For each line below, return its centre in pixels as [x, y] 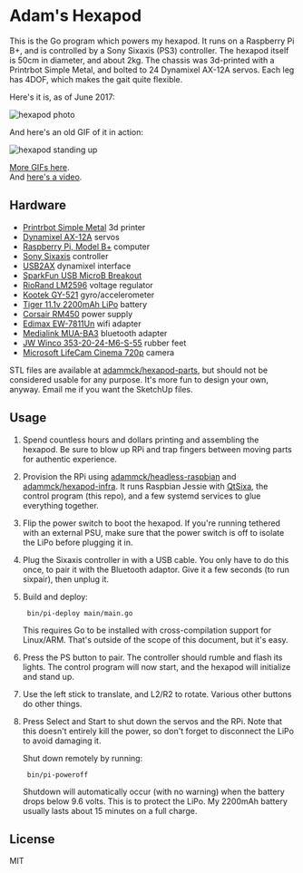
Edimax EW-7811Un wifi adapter [82, 324]
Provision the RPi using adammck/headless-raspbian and [129, 476]
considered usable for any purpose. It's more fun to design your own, [139, 379]
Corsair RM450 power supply [78, 314]
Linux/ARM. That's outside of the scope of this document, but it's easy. [155, 639]
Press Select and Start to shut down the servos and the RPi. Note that [152, 721]
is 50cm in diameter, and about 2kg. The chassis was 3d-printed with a [142, 60]
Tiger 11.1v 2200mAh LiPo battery [85, 304]
